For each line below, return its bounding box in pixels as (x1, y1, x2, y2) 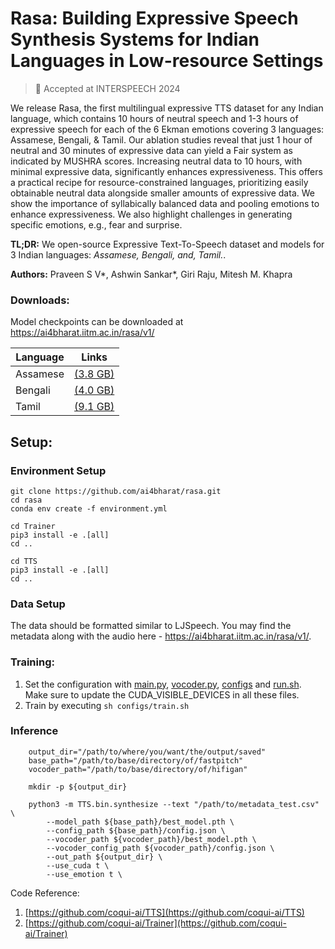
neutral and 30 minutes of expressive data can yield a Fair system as (10, 144, 293, 156)
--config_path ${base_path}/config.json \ (46, 825, 226, 836)
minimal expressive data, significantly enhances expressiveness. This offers (10, 165, 323, 177)
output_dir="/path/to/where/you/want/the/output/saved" (28, 747, 267, 757)
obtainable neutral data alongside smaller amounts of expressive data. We (10, 187, 315, 199)
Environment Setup (10, 463, 107, 477)
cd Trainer (10, 521, 56, 531)
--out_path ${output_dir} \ (46, 852, 163, 862)
